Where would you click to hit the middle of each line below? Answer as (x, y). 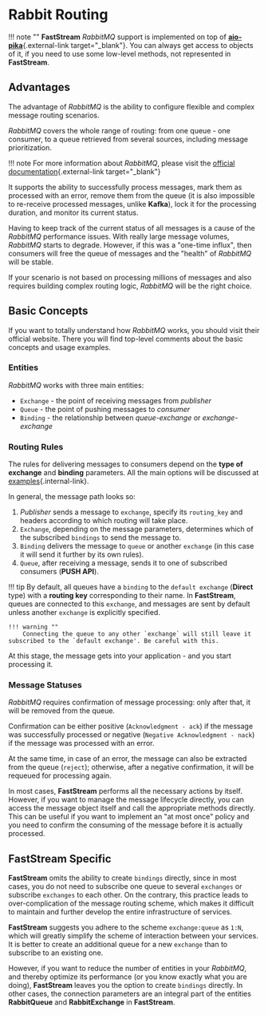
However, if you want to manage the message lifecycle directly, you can (126, 799)
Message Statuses (45, 685)
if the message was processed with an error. (81, 743)
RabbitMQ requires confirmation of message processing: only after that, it (130, 702)
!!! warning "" (33, 627)
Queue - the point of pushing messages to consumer (105, 409)
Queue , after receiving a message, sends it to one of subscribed (123, 563)
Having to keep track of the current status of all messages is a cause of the (132, 228)
